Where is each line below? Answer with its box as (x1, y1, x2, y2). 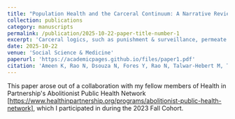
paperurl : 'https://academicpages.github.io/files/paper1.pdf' (7, 56, 196, 63)
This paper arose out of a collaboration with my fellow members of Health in (7, 81, 227, 90)
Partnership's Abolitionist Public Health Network (7, 89, 146, 97)
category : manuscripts (7, 23, 73, 30)
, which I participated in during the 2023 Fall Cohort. (33, 104, 184, 112)
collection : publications (7, 17, 83, 24)
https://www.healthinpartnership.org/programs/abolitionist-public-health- (9, 96, 222, 105)
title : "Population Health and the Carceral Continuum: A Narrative (7, 10, 211, 17)
